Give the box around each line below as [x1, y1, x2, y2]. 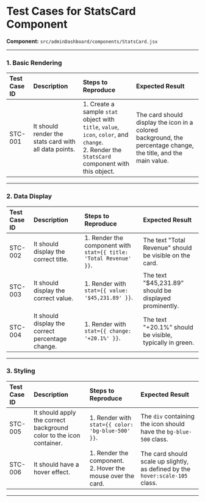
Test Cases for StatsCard [6, 4, 136, 18]
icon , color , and [82, 130, 129, 139]
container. [33, 438, 63, 447]
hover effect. [33, 468, 70, 476]
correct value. [33, 293, 74, 302]
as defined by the [140, 465, 191, 473]
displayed [143, 293, 171, 302]
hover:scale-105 [140, 472, 188, 479]
